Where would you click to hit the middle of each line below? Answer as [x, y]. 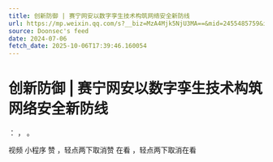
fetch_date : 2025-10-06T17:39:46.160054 [78, 46]
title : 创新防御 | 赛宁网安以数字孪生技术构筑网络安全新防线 [99, 16]
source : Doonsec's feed [49, 31]
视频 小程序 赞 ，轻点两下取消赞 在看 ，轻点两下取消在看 [102, 150]
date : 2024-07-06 [38, 38]
